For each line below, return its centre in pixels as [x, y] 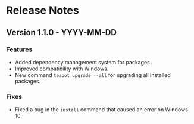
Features [19, 49]
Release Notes [43, 10]
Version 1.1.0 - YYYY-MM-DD [62, 32]
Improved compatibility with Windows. [62, 69]
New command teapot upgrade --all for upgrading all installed [93, 75]
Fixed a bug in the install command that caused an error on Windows [101, 110]
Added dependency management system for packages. [83, 62]
